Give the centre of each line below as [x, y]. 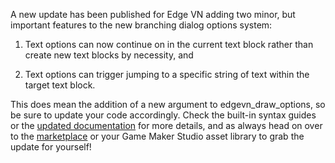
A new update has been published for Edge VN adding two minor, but [153, 14]
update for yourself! [51, 147]
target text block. [60, 85]
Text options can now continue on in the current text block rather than [169, 44]
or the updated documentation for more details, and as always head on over [166, 125]
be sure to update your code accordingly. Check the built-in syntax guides [163, 115]
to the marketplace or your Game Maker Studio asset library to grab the [157, 136]
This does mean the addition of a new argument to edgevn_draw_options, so [168, 104]
